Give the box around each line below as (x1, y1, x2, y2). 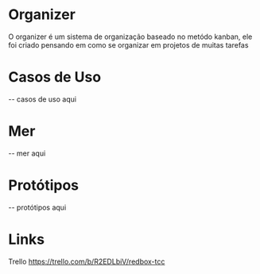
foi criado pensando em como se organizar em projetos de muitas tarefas (8, 40, 249, 49)
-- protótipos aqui (8, 203, 67, 212)
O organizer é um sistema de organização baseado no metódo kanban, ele (8, 32, 253, 41)
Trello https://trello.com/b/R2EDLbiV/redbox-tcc (8, 257, 165, 266)
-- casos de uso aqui (8, 94, 77, 104)
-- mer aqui (8, 149, 46, 158)
